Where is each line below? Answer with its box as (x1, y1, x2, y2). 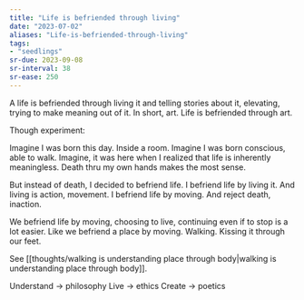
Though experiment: (9, 125, 86, 135)
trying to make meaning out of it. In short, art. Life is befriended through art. (9, 106, 293, 118)
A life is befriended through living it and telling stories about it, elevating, (9, 97, 280, 108)
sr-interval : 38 (9, 65, 71, 74)
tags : (9, 38, 30, 48)
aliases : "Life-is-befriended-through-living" (9, 30, 189, 39)
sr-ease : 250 (9, 73, 59, 82)
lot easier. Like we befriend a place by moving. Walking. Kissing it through (9, 225, 286, 236)
